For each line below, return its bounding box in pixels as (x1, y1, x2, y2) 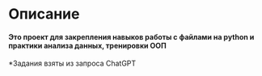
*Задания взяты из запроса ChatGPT (8, 58, 137, 69)
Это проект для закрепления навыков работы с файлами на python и (8, 32, 255, 41)
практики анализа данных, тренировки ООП (8, 40, 167, 50)
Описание (8, 5, 80, 23)
